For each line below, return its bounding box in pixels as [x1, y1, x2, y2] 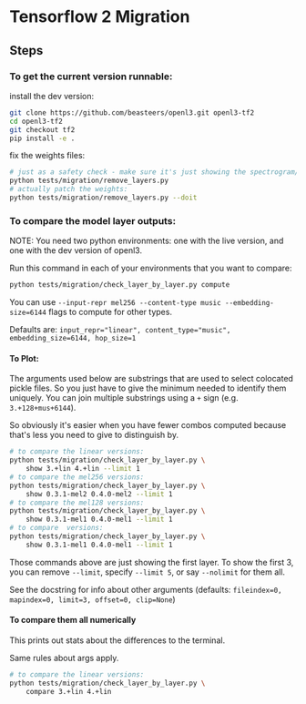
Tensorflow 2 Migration [9, 6, 190, 27]
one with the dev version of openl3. [9, 245, 143, 256]
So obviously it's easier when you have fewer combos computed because [9, 420, 287, 431]
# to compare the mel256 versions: [9, 472, 145, 482]
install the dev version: [9, 90, 95, 101]
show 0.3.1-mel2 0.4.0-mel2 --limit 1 [25, 489, 173, 498]
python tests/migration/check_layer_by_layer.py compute [9, 281, 230, 290]
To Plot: [9, 352, 39, 363]
